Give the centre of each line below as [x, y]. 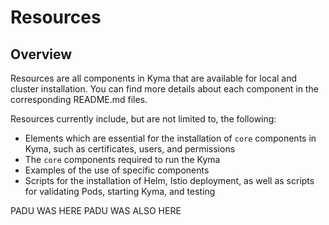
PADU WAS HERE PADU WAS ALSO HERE [96, 210]
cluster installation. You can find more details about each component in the [164, 89]
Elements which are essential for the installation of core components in [170, 138]
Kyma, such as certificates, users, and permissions [130, 149]
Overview [41, 54]
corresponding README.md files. [79, 99]
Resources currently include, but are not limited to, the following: [143, 119]
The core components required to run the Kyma [122, 159]
